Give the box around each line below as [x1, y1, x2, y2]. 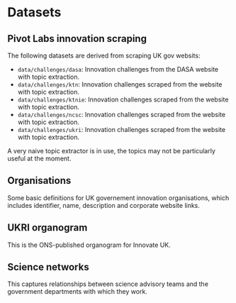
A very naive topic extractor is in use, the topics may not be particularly [7, 147, 216, 155]
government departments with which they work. [7, 287, 147, 296]
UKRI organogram [7, 221, 88, 234]
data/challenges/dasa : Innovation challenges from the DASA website [17, 65, 219, 73]
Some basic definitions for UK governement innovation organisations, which [7, 193, 230, 202]
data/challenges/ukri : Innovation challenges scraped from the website [17, 126, 225, 133]
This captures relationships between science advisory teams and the [7, 280, 209, 288]
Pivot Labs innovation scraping [7, 33, 147, 45]
